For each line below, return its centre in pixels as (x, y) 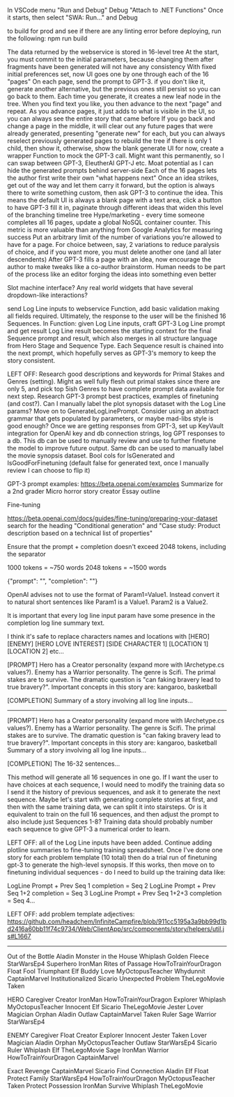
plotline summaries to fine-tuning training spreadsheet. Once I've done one (115, 850)
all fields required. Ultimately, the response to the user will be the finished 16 (117, 316)
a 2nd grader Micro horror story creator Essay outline (84, 491)
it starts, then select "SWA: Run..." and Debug (72, 17)
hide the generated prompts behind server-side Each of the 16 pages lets (112, 171)
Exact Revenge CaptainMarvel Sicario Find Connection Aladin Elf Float (108, 1071)
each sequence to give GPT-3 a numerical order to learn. (89, 829)
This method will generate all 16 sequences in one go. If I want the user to (113, 777)
